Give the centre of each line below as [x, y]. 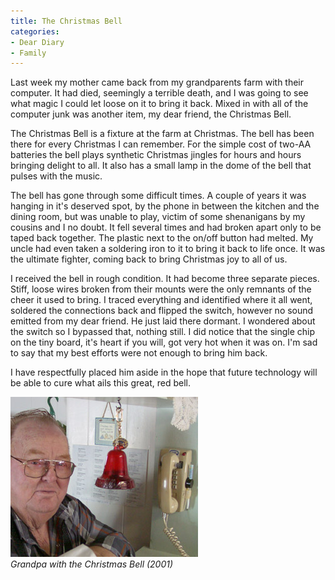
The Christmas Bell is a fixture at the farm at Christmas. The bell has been [162, 134]
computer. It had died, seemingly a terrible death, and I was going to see [159, 93]
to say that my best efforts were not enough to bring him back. [139, 353]
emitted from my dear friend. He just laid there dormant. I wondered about [163, 321]
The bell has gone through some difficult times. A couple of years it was [158, 196]
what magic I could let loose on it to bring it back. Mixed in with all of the [159, 104]
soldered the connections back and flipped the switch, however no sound [162, 311]
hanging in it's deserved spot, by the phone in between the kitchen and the [165, 206]
